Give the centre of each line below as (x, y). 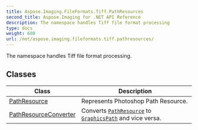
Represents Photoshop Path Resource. (135, 101)
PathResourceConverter (42, 114)
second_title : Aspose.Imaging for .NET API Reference (74, 17)
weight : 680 (21, 34)
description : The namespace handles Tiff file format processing (88, 22)
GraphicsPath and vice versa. (121, 118)
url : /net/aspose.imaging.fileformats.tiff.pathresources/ (80, 39)
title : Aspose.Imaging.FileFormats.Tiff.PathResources (75, 12)
